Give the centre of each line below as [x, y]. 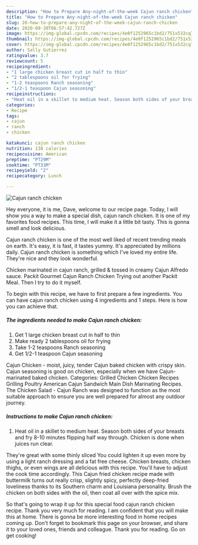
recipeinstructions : [32, 94]
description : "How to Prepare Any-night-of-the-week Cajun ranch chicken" [100, 12]
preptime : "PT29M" [29, 159]
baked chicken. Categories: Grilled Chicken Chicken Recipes [105, 377]
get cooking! [22, 536]
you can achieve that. [32, 306]
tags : [13, 116]
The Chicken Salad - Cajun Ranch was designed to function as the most [93, 390]
